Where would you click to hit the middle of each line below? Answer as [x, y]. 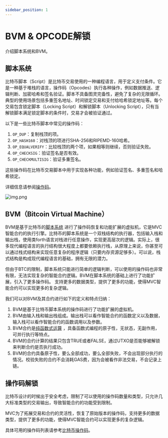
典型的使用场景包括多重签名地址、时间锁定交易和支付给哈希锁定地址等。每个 [84, 100]
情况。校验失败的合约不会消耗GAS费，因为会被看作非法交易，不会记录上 [87, 360]
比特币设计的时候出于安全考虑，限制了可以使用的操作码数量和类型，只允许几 [84, 396]
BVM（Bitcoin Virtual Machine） [57, 214]
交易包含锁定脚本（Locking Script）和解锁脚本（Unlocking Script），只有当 [82, 106]
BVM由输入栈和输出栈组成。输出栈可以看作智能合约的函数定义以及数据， [87, 316]
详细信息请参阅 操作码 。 [29, 187]
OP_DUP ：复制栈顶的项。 [37, 134]
